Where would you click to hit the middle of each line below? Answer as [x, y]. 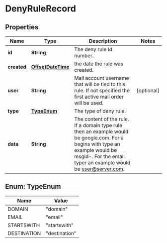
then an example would [101, 131]
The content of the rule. [102, 119]
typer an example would [102, 163]
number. [84, 56]
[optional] [148, 90]
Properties [22, 27]
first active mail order [99, 97]
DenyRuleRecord [41, 9]
